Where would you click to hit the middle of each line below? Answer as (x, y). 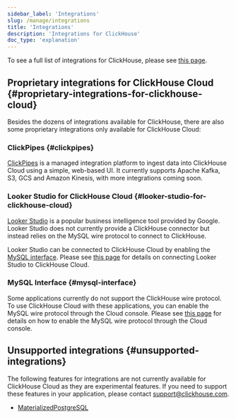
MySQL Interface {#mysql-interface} (72, 282)
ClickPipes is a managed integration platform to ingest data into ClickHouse (117, 163)
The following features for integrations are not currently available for (107, 379)
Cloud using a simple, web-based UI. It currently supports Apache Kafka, (114, 171)
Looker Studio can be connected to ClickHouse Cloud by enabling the (109, 249)
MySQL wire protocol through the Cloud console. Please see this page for (114, 313)
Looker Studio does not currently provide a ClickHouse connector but (108, 228)
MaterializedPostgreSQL (53, 407)
